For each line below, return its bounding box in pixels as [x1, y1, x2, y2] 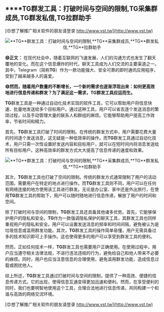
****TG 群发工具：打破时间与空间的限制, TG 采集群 [5, 4, 158, 13]
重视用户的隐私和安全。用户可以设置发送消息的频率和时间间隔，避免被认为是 [5, 221, 159, 227]
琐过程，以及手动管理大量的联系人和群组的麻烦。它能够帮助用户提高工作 [5, 112, 150, 118]
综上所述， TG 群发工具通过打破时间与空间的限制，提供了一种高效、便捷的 [5, 272, 152, 278]
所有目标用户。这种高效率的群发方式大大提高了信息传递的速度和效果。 [5, 147, 146, 153]
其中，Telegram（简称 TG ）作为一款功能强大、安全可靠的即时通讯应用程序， [5, 67, 159, 72]
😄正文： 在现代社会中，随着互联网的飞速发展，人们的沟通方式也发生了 [5, 54, 148, 60]
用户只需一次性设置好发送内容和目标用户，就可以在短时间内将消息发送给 [13, 141, 159, 147]
